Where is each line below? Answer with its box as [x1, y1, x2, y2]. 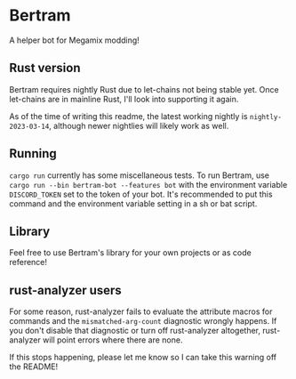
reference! [9, 257, 47, 268]
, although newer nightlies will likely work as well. [48, 120, 229, 131]
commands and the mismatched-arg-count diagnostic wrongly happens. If [9, 316, 277, 327]
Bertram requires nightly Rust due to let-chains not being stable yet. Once [9, 84, 279, 94]
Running [9, 146, 58, 161]
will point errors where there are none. [43, 335, 183, 345]
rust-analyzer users [9, 282, 122, 298]
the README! [9, 361, 59, 372]
